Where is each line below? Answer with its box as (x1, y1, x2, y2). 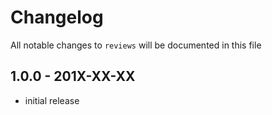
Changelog (10, 6, 104, 29)
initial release (24, 94, 80, 106)
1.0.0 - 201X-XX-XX (10, 68, 136, 85)
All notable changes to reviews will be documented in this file (10, 39, 262, 51)
